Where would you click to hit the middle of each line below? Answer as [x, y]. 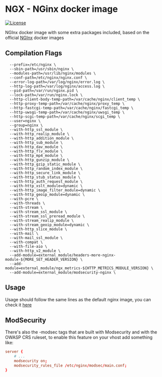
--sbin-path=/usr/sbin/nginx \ [42, 69]
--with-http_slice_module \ [39, 229]
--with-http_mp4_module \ [36, 155]
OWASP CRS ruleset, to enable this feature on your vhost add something [79, 337]
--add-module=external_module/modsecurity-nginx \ [63, 272]
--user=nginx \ [25, 121]
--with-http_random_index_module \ [46, 168]
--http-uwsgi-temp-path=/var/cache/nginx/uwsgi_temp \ [67, 112]
